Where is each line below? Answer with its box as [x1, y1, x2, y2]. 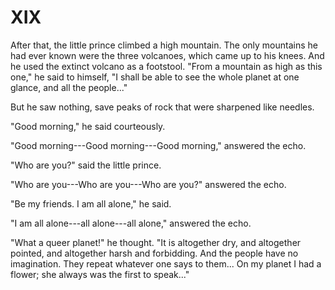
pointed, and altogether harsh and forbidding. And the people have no [10, 247, 299, 259]
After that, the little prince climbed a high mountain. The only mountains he [10, 39, 318, 51]
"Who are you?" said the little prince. [10, 159, 162, 171]
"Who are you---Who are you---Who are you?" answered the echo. [10, 178, 287, 190]
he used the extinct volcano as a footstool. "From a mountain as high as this [10, 60, 323, 72]
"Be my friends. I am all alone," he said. [10, 197, 172, 210]
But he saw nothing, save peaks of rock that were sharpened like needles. [10, 101, 315, 113]
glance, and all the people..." [10, 81, 128, 93]
